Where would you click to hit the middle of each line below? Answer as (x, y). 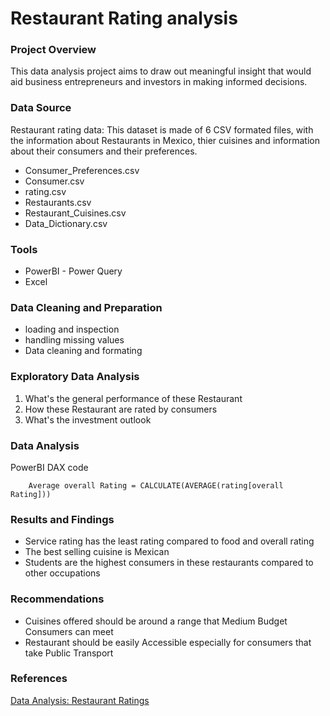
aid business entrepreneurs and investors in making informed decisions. (159, 82)
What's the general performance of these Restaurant (133, 398)
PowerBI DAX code (49, 467)
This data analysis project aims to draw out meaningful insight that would (161, 71)
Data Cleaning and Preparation (86, 307)
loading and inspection (72, 329)
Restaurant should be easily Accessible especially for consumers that (168, 642)
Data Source (41, 108)
